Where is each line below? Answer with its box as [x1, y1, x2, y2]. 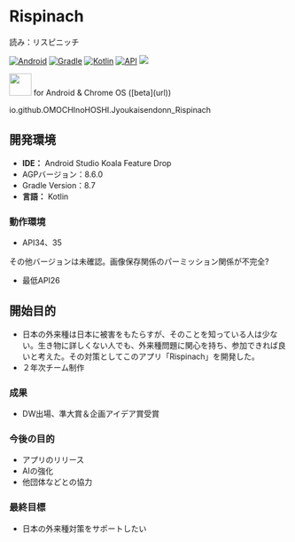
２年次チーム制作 [21, 362, 85, 372]
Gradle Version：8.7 [21, 179, 96, 190]
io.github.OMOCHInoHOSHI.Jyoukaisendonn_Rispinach [9, 104, 211, 115]
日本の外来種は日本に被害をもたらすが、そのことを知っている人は [21, 329, 263, 339]
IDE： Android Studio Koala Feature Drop [21, 157, 172, 168]
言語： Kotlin [21, 191, 69, 202]
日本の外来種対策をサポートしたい [21, 522, 147, 534]
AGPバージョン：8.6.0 [21, 169, 104, 179]
